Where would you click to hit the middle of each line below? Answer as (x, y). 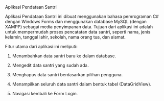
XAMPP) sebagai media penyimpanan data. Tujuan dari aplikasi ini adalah (79, 27)
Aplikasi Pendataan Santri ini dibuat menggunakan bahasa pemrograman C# (82, 16)
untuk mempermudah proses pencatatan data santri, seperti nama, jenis (78, 32)
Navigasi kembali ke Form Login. (45, 93)
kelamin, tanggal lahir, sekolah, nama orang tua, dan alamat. (65, 37)
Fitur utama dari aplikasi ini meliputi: (41, 46)
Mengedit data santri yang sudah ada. (50, 65)
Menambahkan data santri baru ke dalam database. (64, 56)
